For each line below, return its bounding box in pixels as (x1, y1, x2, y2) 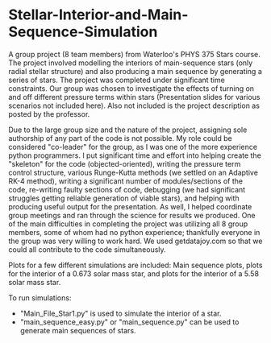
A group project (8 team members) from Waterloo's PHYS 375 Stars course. (8, 49, 261, 59)
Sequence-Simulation (8, 23, 158, 41)
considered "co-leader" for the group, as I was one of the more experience (8, 142, 258, 151)
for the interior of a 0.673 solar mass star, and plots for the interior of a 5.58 (8, 268, 260, 279)
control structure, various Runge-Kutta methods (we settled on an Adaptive (8, 167, 258, 177)
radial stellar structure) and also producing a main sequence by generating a (8, 66, 262, 76)
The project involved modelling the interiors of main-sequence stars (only (8, 58, 253, 68)
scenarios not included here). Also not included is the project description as (8, 101, 261, 110)
